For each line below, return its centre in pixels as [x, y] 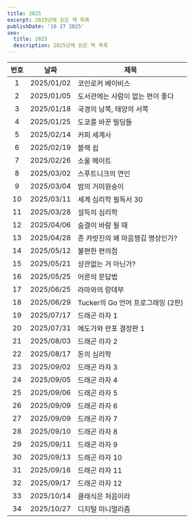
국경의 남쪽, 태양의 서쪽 [113, 109]
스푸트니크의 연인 [104, 174]
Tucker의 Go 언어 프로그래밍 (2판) [130, 302]
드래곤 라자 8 [98, 432]
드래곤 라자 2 [98, 341]
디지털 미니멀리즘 [104, 509]
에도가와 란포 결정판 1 [111, 329]
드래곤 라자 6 [98, 406]
